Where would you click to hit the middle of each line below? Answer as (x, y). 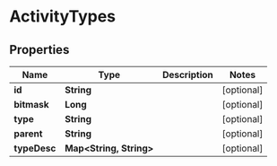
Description (188, 75)
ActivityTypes (63, 17)
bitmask (31, 105)
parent (28, 134)
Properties (39, 50)
